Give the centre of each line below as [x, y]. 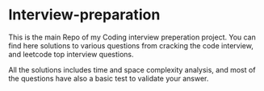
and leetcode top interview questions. [71, 54]
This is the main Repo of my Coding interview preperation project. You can [132, 37]
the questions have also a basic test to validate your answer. [109, 78]
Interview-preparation [84, 15]
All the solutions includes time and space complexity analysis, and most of [132, 69]
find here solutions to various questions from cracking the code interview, [131, 45]
